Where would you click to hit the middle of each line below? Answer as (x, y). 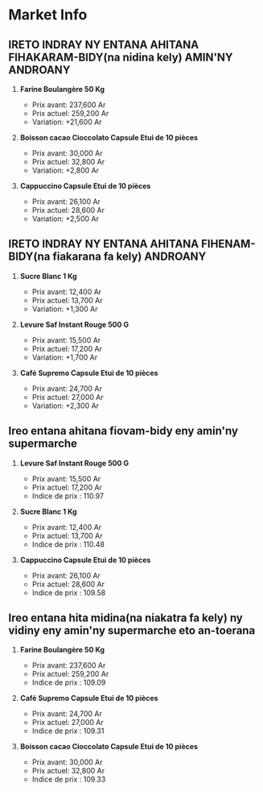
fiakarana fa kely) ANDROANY (129, 257)
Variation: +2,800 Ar (65, 170)
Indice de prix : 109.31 (68, 731)
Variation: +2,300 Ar (65, 406)
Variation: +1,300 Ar (65, 309)
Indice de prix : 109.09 (69, 682)
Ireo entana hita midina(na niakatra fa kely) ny (125, 618)
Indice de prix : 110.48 (68, 544)
